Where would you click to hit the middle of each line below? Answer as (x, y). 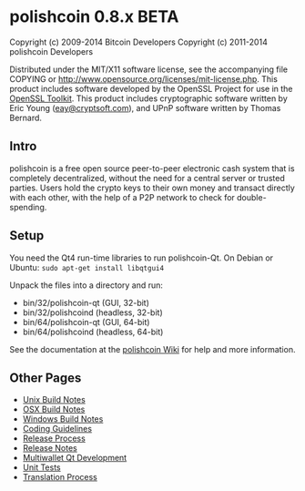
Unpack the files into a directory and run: (86, 285)
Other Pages (46, 378)
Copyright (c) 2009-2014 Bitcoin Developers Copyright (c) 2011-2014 (139, 42)
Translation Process (60, 477)
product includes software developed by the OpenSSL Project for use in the (151, 88)
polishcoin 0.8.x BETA (94, 17)
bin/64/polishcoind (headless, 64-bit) (93, 332)
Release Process (54, 438)
